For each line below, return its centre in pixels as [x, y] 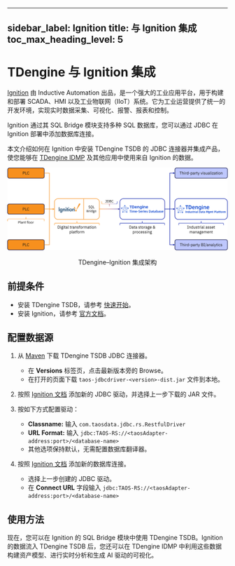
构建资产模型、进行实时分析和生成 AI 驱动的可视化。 [83, 555]
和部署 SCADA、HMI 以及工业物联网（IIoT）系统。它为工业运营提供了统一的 [116, 102]
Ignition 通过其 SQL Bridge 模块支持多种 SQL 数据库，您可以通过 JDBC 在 [113, 125]
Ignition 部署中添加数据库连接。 [52, 134]
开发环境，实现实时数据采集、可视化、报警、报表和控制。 [90, 110]
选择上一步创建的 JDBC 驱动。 [71, 479]
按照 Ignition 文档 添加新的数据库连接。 [74, 464]
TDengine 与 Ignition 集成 [81, 72]
